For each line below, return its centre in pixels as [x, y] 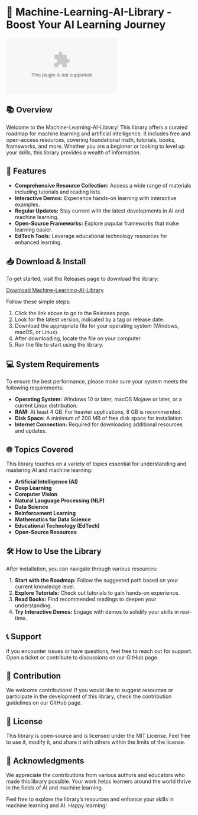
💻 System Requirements [53, 364]
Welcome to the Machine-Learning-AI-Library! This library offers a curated [97, 127]
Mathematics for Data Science [53, 519]
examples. [27, 204]
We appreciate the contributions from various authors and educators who [95, 775]
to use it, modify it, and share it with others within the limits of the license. [96, 742]
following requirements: [35, 388]
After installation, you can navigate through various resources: [82, 569]
